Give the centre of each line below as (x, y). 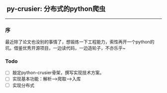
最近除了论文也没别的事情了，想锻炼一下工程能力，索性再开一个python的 (80, 42)
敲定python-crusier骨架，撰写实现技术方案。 (58, 73)
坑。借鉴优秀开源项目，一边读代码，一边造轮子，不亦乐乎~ (65, 48)
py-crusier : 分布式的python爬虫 (56, 9)
